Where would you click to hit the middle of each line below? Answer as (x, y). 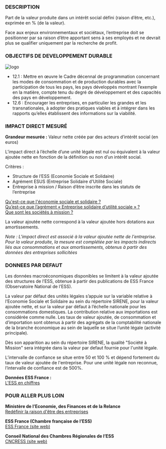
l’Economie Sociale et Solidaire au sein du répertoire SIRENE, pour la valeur (82, 301)
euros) (12, 142)
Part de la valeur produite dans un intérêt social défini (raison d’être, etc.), (80, 18)
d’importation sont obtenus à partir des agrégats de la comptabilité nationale (83, 323)
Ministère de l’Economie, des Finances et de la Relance (63, 406)
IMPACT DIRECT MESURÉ (36, 126)
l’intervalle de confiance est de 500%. (44, 368)
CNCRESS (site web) (26, 442)
